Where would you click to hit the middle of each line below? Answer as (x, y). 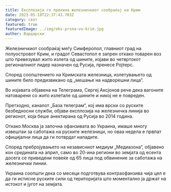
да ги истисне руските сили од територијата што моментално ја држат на (86, 179)
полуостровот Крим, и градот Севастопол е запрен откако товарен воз (83, 54)
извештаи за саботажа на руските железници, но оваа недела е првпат (83, 132)
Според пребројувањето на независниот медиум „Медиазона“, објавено (85, 147)
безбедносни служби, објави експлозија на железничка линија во (77, 111)
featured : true (21, 24)
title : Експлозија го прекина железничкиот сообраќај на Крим (73, 10)
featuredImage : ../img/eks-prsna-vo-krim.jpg (54, 29)
